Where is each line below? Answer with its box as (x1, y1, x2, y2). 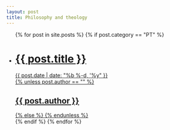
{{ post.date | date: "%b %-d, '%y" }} (14, 72, 108, 79)
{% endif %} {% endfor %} (14, 118, 82, 125)
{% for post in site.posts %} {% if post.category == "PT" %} (14, 31, 165, 38)
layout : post (6, 8, 39, 15)
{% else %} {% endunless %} (14, 112, 89, 119)
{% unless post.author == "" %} (14, 78, 95, 85)
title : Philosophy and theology (6, 14, 87, 20)
